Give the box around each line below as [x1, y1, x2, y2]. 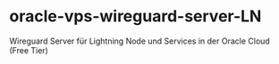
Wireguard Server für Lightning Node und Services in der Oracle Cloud [9, 36, 270, 46]
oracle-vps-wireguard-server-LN [9, 6, 262, 27]
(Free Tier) [9, 44, 49, 55]
